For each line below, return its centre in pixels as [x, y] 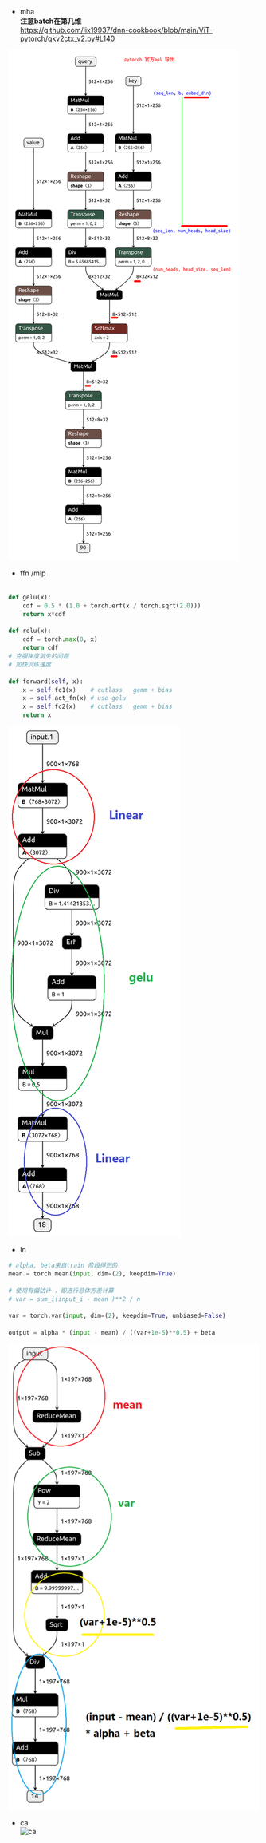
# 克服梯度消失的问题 [39, 656]
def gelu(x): [30, 597]
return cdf [41, 648]
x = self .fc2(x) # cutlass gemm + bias [98, 707]
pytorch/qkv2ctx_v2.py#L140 [67, 38]
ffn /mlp [33, 573]
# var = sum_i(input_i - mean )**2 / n [74, 1299]
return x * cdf [44, 614]
